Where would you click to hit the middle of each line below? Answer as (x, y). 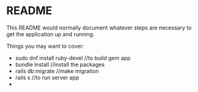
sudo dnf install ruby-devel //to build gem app (73, 58)
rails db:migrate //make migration (57, 71)
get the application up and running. (50, 34)
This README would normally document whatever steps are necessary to (99, 28)
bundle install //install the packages (60, 64)
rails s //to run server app (47, 77)
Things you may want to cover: (45, 46)
